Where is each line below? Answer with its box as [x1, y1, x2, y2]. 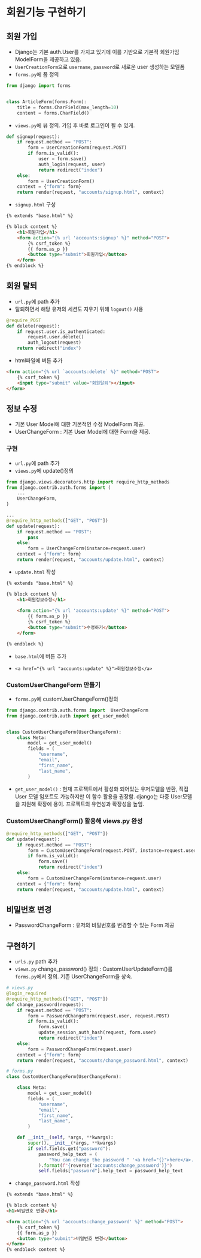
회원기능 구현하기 [6, 5, 86, 19]
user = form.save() [38, 156, 87, 162]
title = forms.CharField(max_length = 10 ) [17, 104, 119, 110]
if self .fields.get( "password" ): [28, 1145, 111, 1152]
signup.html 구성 [14, 201, 56, 208]
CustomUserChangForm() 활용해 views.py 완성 [6, 816, 143, 825]
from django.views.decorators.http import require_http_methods [6, 479, 170, 485]
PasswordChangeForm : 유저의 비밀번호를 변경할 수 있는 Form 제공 [14, 921, 175, 929]
